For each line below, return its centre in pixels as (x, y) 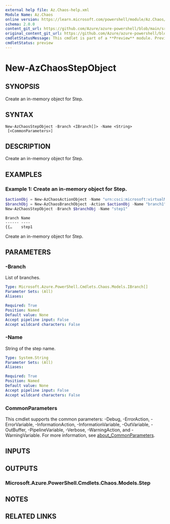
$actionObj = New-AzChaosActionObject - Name (53, 200)
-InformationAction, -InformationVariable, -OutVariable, (93, 424)
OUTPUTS (22, 469)
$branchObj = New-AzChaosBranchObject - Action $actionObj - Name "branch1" (86, 204)
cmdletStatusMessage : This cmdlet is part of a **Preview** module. (79, 39)
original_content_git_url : (34, 33)
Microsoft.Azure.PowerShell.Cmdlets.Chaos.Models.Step (78, 483)
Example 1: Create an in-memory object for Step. (66, 189)
